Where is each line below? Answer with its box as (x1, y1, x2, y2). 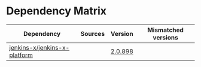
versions (153, 33, 178, 41)
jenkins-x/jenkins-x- (9, 43, 70, 51)
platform (9, 51, 33, 59)
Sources (80, 29, 105, 38)
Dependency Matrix (6, 4, 106, 18)
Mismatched (147, 26, 184, 34)
